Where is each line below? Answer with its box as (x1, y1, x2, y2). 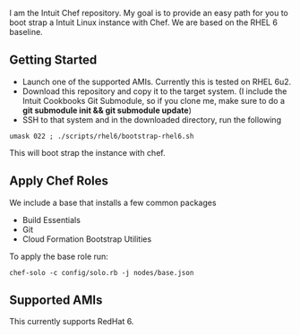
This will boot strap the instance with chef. (9, 147, 166, 158)
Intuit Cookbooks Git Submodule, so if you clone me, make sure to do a (21, 95, 285, 106)
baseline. (9, 27, 43, 37)
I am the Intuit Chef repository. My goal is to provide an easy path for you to (9, 8, 288, 18)
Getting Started (9, 53, 98, 68)
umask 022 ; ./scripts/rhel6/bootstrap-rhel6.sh (9, 132, 194, 141)
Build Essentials (21, 214, 81, 225)
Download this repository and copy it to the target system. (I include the (21, 85, 287, 97)
